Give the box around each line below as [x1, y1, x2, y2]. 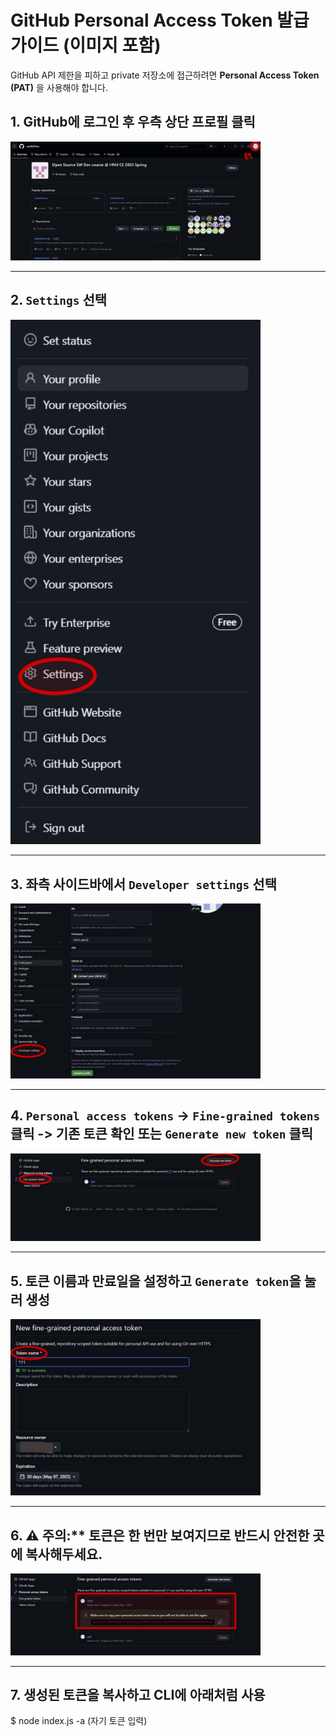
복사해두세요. [25, 1546, 103, 1563]
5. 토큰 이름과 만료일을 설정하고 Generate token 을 [10, 1272, 302, 1290]
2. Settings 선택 [10, 292, 108, 309]
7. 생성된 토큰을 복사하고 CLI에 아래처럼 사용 [10, 1686, 266, 1703]
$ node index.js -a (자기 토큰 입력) [10, 1715, 148, 1727]
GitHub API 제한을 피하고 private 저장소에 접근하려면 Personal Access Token [10, 69, 320, 81]
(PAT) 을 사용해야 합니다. [10, 81, 108, 93]
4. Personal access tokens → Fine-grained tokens [10, 1107, 321, 1125]
